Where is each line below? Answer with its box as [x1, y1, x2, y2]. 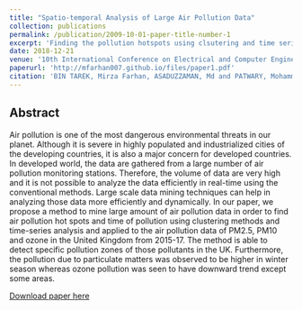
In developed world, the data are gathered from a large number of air [9, 158, 264, 169]
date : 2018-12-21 [9, 47, 75, 56]
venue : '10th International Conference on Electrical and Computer [9, 55, 268, 64]
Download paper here [9, 290, 90, 301]
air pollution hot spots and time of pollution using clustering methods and [9, 215, 280, 226]
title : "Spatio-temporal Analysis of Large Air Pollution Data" [9, 13, 255, 23]
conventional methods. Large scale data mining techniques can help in [9, 187, 271, 197]
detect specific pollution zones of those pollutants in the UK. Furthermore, [9, 244, 284, 255]
